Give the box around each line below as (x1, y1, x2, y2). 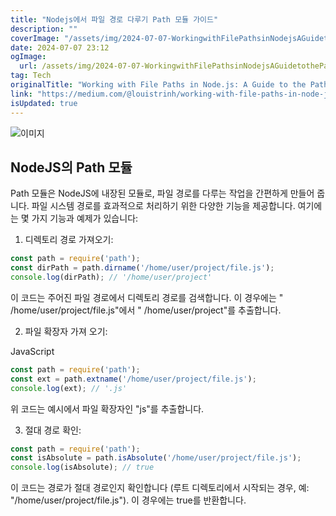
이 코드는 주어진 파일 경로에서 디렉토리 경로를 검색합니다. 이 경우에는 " (10, 291, 284, 303)
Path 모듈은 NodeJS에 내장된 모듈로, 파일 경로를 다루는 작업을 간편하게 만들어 (10, 187, 315, 200)
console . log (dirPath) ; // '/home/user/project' (10, 272, 213, 283)
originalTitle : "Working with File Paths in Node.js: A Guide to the (10, 80, 307, 90)
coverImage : (10, 33, 60, 43)
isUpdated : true (10, 98, 78, 108)
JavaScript (10, 345, 55, 357)
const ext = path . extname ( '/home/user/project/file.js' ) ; (10, 374, 257, 384)
